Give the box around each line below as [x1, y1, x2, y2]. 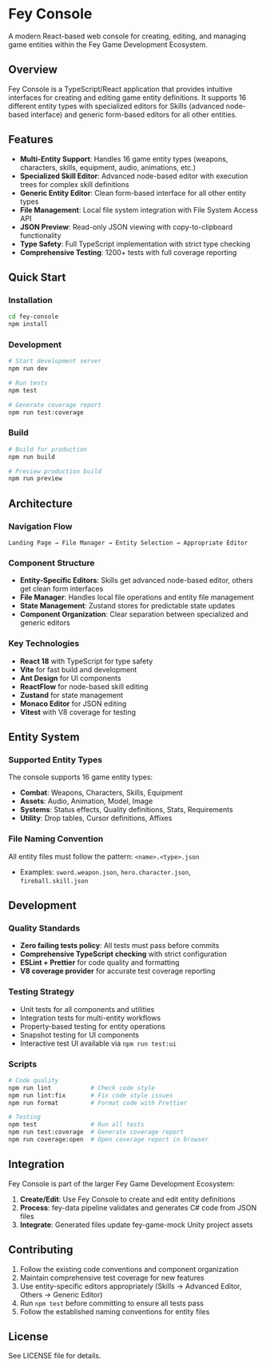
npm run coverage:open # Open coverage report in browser [8, 1136, 209, 1144]
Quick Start [8, 270, 66, 284]
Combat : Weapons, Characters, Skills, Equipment [19, 788, 183, 798]
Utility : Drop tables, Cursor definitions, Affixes [19, 813, 173, 823]
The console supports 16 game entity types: [8, 772, 153, 782]
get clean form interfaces [19, 584, 104, 594]
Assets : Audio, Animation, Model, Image [19, 796, 153, 806]
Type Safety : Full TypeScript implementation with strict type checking [19, 239, 251, 249]
